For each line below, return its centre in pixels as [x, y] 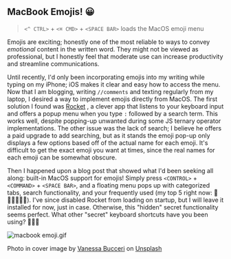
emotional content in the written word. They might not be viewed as [103, 49]
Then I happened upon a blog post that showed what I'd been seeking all [110, 170]
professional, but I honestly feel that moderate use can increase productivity [115, 56]
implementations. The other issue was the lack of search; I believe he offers [114, 128]
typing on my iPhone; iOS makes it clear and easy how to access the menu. [114, 84]
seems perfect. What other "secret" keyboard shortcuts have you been [108, 214]
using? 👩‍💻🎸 [23, 222]
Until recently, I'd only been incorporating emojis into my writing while [106, 77]
